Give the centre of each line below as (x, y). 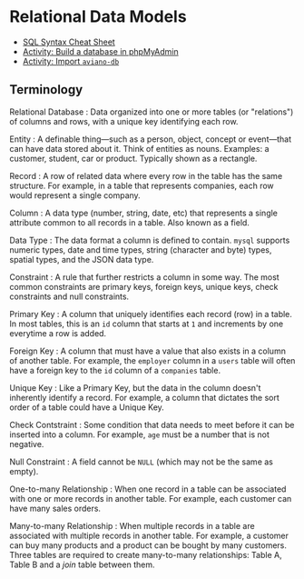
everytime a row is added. (58, 333)
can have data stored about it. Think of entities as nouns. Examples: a (139, 148)
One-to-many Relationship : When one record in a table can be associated (148, 489)
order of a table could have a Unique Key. (87, 407)
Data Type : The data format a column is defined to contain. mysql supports (150, 240)
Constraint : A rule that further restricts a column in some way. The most (144, 277)
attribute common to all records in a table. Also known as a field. (129, 222)
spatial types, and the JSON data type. (82, 259)
